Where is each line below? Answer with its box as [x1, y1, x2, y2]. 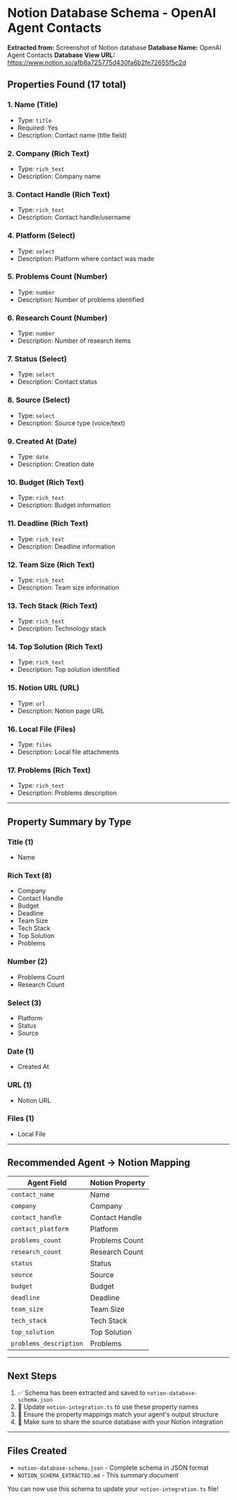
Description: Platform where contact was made [17, 254, 154, 262]
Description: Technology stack [17, 624, 107, 633]
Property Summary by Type [7, 816, 132, 828]
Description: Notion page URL [17, 707, 104, 715]
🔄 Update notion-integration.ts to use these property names [17, 1403, 199, 1411]
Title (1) [7, 837, 34, 847]
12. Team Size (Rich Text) [7, 559, 95, 569]
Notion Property [90, 1178, 146, 1188]
